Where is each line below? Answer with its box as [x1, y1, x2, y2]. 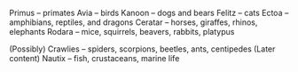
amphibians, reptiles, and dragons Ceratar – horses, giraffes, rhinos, [9, 17, 258, 28]
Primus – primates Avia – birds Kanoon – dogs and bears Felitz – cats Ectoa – [9, 8, 289, 18]
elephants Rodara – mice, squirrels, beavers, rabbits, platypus [9, 27, 235, 36]
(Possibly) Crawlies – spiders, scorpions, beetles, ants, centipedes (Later [9, 44, 276, 54]
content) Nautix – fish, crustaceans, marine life [9, 53, 180, 63]
